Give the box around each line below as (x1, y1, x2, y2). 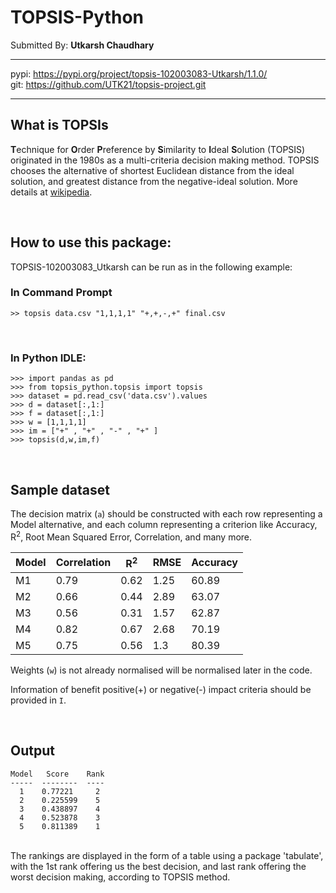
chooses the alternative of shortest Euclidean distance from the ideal (10, 164, 295, 176)
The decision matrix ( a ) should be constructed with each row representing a (10, 507, 323, 520)
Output (10, 742, 55, 760)
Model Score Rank (10, 769, 105, 779)
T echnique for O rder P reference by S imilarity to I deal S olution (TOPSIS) (10, 143, 306, 155)
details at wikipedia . (10, 186, 93, 198)
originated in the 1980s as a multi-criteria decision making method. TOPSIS (10, 154, 320, 166)
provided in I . (10, 694, 67, 706)
